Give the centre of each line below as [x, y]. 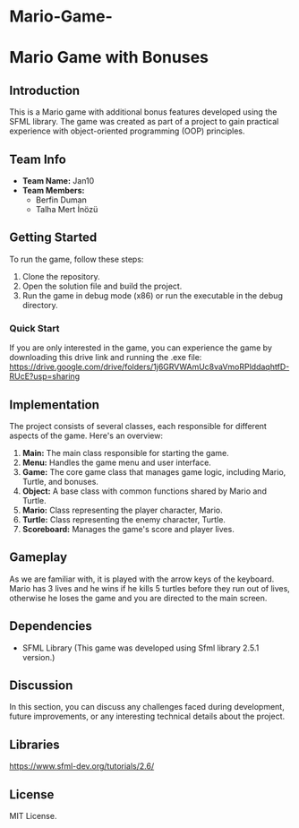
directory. [40, 305]
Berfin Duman [61, 200]
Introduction [45, 90]
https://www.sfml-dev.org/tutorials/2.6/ [82, 766]
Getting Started [53, 238]
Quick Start [34, 328]
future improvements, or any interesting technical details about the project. [147, 716]
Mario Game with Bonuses [109, 58]
